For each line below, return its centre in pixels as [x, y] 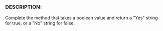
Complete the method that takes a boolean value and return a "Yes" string [81, 18]
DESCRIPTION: [24, 7]
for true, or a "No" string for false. [40, 23]
